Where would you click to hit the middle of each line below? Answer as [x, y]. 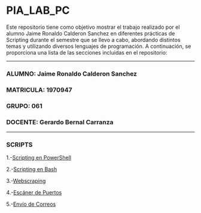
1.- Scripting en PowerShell [39, 158]
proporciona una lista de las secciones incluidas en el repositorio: [87, 52]
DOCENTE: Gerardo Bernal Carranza [60, 122]
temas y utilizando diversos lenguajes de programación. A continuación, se [99, 46]
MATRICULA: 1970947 [39, 89]
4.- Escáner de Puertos [34, 193]
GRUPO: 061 [25, 106]
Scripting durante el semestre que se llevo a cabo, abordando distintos [93, 40]
